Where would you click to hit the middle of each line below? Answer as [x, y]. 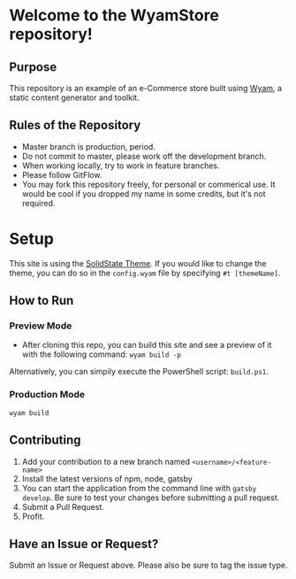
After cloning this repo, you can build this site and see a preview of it [147, 345]
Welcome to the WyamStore [114, 15]
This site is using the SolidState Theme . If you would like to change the [138, 263]
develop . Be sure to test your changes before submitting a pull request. [151, 498]
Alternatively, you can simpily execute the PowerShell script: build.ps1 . [139, 372]
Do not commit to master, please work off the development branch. [144, 156]
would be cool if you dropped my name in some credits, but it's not [144, 193]
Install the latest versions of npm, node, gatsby [107, 478]
